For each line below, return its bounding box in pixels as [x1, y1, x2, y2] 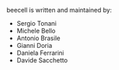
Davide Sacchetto [16, 56, 68, 64]
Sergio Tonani [16, 19, 57, 27]
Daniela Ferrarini [16, 49, 64, 57]
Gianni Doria [16, 42, 53, 49]
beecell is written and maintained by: [6, 6, 112, 14]
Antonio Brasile [16, 34, 61, 42]
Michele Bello [16, 27, 56, 35]
